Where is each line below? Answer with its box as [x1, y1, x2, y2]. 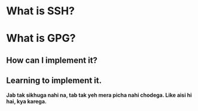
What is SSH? [6, 4, 75, 18]
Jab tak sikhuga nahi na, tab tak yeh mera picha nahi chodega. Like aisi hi [6, 91, 193, 98]
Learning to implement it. [6, 76, 102, 86]
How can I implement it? [6, 55, 98, 65]
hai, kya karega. [6, 97, 47, 105]
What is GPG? [6, 32, 76, 45]
